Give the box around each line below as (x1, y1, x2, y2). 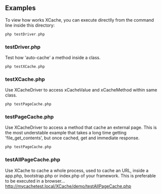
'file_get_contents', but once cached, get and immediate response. (5, 135, 140, 141)
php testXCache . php (5, 64, 45, 69)
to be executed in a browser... (5, 178, 65, 184)
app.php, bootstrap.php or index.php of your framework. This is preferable (5, 172, 156, 179)
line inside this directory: (5, 22, 55, 28)
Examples (5, 4, 36, 12)
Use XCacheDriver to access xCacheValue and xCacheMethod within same (5, 87, 158, 93)
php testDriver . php (5, 32, 45, 36)
